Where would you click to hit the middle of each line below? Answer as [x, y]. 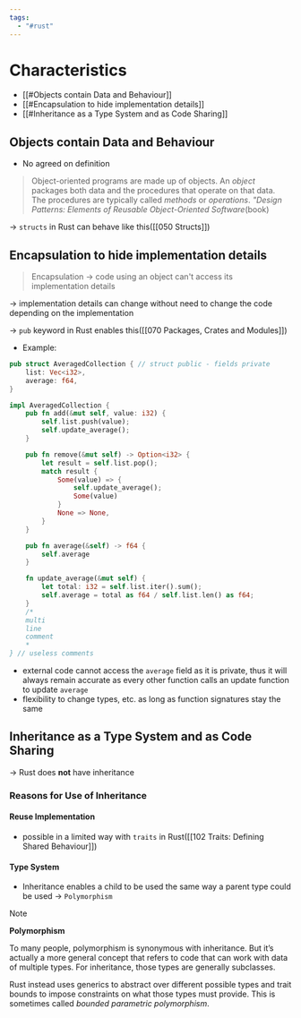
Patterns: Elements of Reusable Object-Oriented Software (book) [150, 210]
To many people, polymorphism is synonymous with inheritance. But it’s [142, 948]
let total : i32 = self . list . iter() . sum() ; [122, 587]
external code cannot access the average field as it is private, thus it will [155, 671]
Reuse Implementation [52, 817]
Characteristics [68, 70]
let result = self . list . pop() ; [100, 463]
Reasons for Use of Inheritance [78, 795]
